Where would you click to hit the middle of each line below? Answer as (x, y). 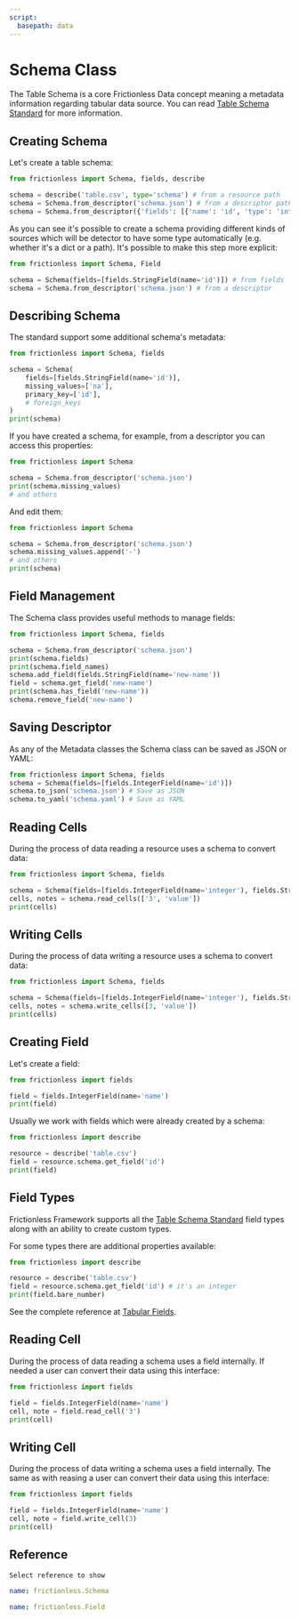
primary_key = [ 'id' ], (63, 394)
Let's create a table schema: (61, 163)
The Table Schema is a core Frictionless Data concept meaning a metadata (147, 94)
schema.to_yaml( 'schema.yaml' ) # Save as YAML (97, 800)
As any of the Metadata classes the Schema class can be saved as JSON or (148, 749)
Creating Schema (59, 141)
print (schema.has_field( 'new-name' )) (79, 692)
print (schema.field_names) (59, 667)
